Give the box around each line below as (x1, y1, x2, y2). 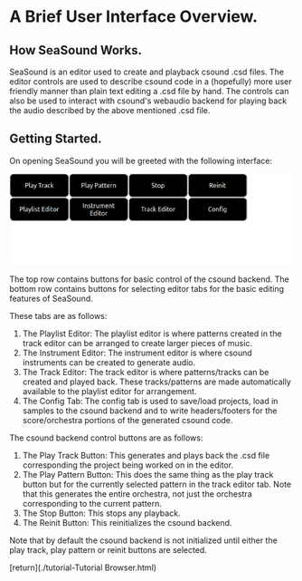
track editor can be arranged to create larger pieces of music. (22, 338, 253, 349)
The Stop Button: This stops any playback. (22, 508, 181, 518)
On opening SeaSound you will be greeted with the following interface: (9, 155, 273, 166)
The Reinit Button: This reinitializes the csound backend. (22, 518, 232, 528)
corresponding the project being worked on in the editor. (22, 460, 233, 470)
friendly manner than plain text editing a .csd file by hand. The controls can (9, 86, 289, 96)
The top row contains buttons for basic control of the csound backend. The (9, 274, 289, 285)
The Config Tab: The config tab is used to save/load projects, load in (22, 396, 278, 407)
